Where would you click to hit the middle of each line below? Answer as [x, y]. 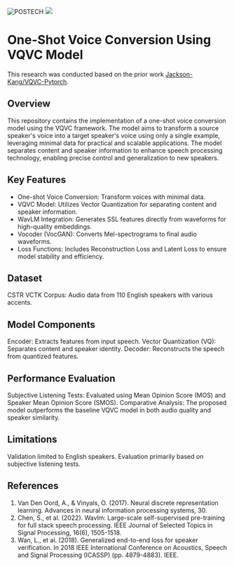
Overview [29, 104]
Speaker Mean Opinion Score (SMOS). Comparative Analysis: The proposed [117, 402]
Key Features [37, 180]
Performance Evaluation [61, 378]
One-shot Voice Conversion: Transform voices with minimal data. [111, 197]
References [33, 486]
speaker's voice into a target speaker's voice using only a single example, [114, 135]
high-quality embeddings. [55, 226]
